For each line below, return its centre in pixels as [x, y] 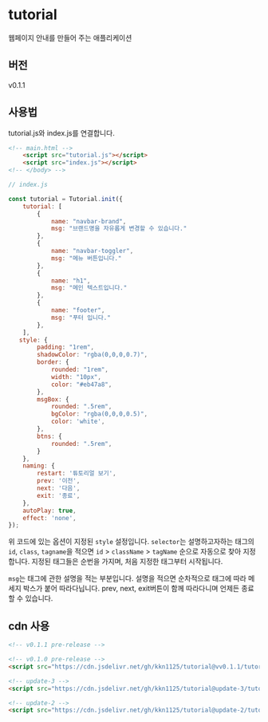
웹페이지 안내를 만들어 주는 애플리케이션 [70, 37]
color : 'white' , [78, 422]
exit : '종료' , [59, 495]
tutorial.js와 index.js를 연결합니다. [62, 132]
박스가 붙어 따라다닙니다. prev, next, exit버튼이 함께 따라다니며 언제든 [131, 589]
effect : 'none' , [50, 518]
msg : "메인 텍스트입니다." [89, 288]
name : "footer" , [78, 310]
